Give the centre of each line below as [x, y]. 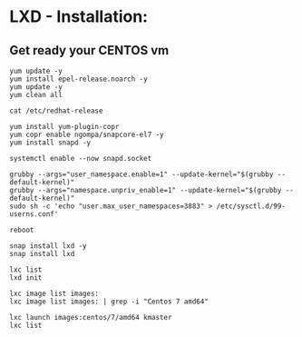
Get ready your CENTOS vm [89, 50]
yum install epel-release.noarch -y [78, 79]
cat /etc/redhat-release [56, 111]
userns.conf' [34, 214]
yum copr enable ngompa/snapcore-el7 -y [87, 134]
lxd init [26, 278]
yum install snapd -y [50, 143]
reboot [22, 230]
